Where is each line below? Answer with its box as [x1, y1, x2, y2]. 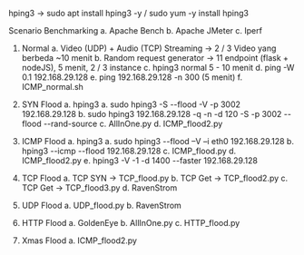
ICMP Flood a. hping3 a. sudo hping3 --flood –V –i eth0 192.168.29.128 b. [21, 136, 294, 146]
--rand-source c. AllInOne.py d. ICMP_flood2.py [43, 118, 223, 129]
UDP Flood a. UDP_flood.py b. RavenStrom [21, 200, 182, 211]
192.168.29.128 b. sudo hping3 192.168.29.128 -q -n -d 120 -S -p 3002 [21, 109, 282, 119]
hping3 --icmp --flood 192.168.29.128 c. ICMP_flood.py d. [21, 145, 237, 156]
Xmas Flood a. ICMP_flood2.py [21, 235, 138, 246]
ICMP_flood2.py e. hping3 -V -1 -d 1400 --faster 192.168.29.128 [21, 155, 258, 166]
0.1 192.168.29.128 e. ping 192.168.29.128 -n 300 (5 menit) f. [21, 72, 243, 83]
